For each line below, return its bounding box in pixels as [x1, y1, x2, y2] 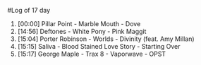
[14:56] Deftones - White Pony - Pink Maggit [17, 28, 147, 35]
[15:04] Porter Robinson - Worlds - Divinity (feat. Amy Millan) [17, 35, 195, 43]
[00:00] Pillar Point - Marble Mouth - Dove [17, 20, 141, 28]
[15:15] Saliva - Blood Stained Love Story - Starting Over [17, 42, 181, 50]
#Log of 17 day [7, 6, 51, 14]
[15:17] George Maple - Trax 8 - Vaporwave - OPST [17, 49, 166, 58]
